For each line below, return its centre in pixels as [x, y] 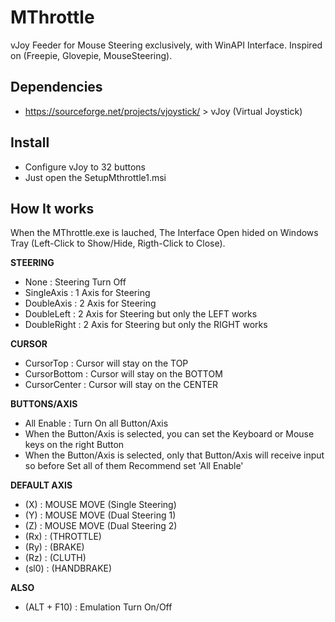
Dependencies [56, 87]
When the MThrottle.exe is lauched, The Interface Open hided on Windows [164, 233]
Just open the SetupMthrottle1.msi [95, 177]
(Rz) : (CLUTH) [55, 558]
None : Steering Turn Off [75, 282]
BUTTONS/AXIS [44, 404]
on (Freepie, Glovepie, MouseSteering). [91, 55]
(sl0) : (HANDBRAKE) [68, 568]
